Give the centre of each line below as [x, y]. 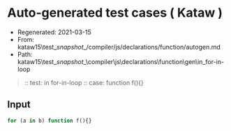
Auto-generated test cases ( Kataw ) [115, 13]
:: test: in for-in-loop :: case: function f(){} [84, 82]
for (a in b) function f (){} [50, 121]
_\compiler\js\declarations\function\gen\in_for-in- [154, 61]
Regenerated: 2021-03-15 [54, 32]
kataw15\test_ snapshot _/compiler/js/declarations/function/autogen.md [119, 47]
